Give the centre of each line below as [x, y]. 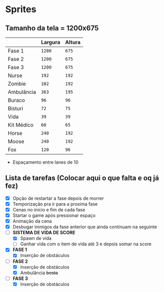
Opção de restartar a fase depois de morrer [58, 198]
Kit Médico [21, 125]
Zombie [17, 84]
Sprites [21, 9]
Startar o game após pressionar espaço [54, 215]
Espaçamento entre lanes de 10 [45, 162]
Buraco [17, 100]
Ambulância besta [39, 273]
